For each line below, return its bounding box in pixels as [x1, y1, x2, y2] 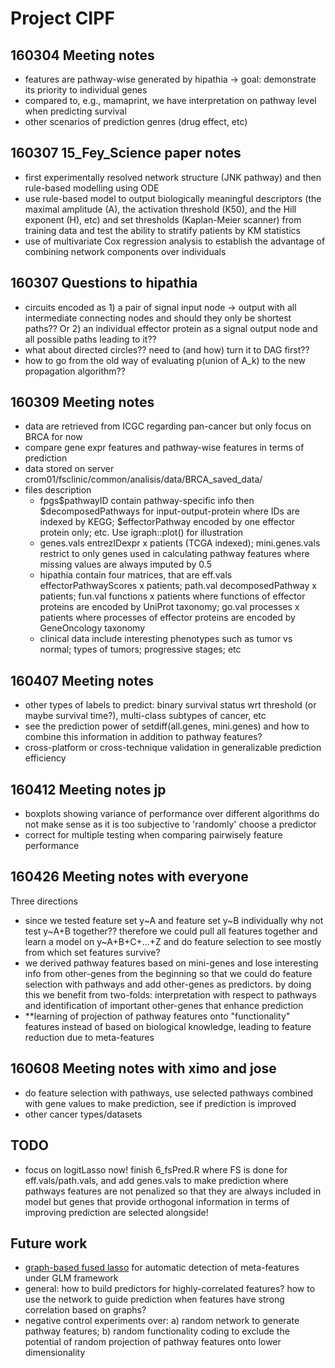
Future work [10, 1235, 88, 1252]
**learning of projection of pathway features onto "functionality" [24, 1010, 291, 1022]
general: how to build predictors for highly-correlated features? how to [24, 1283, 316, 1295]
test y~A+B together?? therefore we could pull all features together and [24, 925, 318, 937]
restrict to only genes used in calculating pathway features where [39, 548, 310, 560]
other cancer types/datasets [24, 1108, 143, 1120]
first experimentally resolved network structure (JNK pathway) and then [24, 171, 322, 183]
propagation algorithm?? [24, 365, 126, 377]
